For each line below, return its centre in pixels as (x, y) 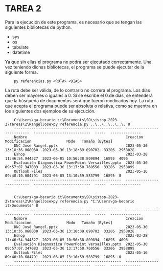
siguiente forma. (22, 72)
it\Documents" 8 (22, 205)
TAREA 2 (23, 9)
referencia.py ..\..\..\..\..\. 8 (95, 124)
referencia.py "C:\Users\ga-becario (97, 201)
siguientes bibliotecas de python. (38, 27)
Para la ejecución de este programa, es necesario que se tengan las (73, 22)
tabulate (21, 47)
